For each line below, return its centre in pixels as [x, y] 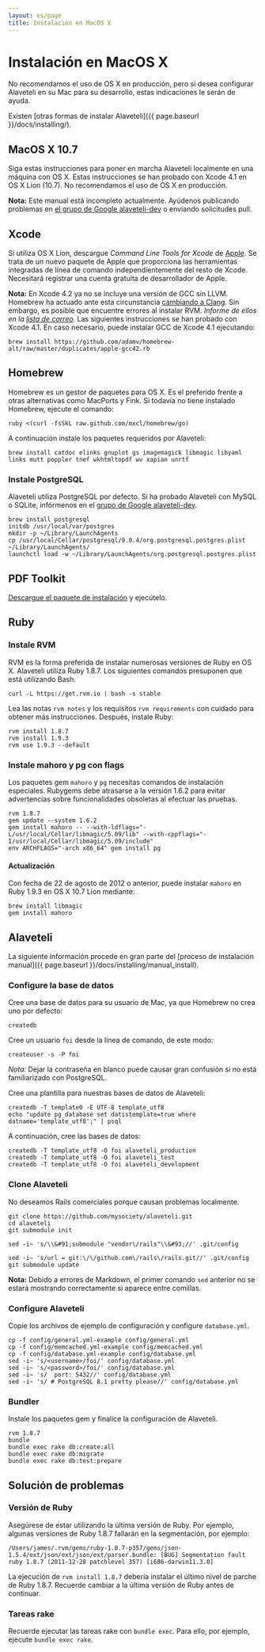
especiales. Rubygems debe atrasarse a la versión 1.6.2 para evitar [117, 790]
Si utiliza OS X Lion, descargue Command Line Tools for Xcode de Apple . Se [132, 253]
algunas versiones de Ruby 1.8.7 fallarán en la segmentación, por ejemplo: [129, 1533]
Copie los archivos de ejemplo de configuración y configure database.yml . [129, 1325]
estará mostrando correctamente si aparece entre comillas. [105, 1288]
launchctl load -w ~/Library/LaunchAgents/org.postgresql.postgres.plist [132, 554]
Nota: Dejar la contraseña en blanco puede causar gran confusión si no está [132, 1069]
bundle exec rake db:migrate [56, 1454]
